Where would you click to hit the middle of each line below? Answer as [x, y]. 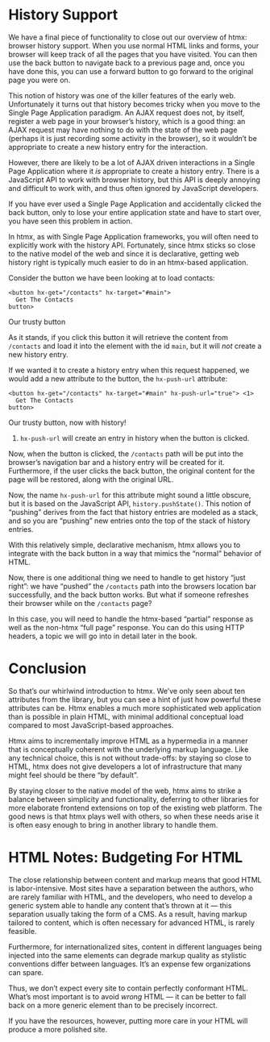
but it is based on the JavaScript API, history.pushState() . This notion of [130, 503]
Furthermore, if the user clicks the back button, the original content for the [132, 471]
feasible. [23, 931]
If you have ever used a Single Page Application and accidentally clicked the [135, 204]
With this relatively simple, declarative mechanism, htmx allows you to [125, 545]
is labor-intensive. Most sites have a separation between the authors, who [131, 888]
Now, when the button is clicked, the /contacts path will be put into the [126, 454]
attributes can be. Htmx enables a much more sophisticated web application [135, 708]
